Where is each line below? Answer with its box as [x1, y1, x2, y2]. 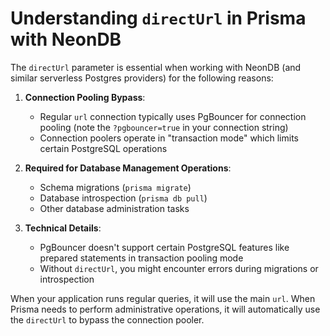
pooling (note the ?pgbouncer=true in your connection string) [39, 121, 289, 133]
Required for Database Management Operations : [24, 162, 232, 174]
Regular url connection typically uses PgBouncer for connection [39, 110, 307, 122]
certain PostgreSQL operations [39, 142, 168, 154]
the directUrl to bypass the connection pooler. [10, 313, 205, 326]
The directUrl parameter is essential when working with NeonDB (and [10, 61, 302, 73]
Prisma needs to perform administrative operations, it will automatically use [10, 303, 321, 315]
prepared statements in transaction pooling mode [39, 252, 244, 264]
